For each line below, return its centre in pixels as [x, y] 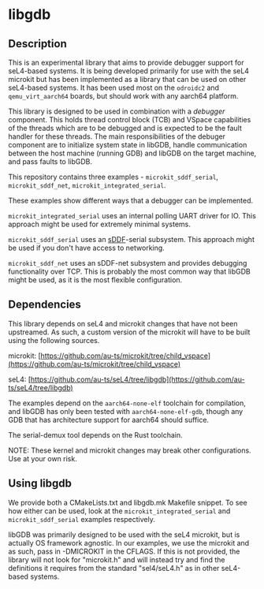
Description [37, 44]
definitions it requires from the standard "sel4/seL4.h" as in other [114, 568]
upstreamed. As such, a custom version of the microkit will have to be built [129, 332]
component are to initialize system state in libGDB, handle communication [128, 145]
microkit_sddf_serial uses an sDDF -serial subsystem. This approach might [131, 239]
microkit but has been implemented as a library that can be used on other [127, 79]
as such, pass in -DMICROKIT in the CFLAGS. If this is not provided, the [124, 551]
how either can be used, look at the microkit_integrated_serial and [119, 511]
